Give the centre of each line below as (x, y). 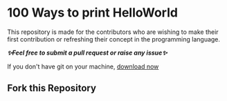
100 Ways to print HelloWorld (93, 13)
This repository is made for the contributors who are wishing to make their (113, 32)
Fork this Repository (52, 88)
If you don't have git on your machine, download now (83, 66)
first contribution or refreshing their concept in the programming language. (113, 39)
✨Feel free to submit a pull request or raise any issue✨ (87, 53)
